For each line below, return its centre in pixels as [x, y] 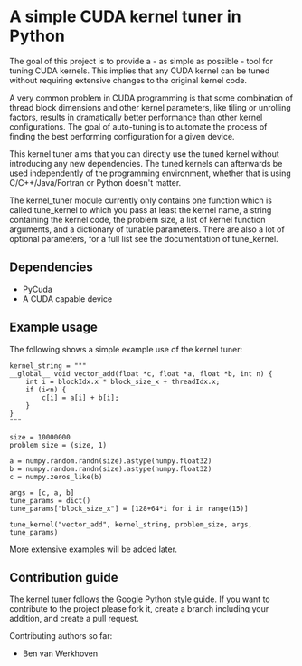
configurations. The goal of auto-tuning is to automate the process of [138, 126]
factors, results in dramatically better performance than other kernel [136, 117]
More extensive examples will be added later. [94, 549]
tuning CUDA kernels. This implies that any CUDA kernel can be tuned [140, 71]
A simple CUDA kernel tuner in [125, 17]
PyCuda [37, 289]
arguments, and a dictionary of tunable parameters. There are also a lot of [147, 229]
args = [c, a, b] [42, 492]
